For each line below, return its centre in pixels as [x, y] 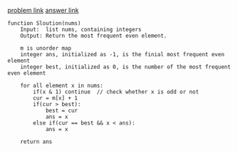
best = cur [62, 110]
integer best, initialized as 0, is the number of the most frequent [126, 67]
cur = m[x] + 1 [56, 98]
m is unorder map [46, 48]
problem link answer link [43, 10]
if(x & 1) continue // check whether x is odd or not [116, 92]
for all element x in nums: [62, 85]
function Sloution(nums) [44, 24]
